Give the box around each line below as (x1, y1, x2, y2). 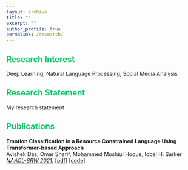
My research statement (6, 104, 65, 111)
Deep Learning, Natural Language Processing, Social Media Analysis (6, 70, 178, 77)
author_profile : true (6, 25, 61, 32)
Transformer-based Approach (6, 144, 84, 151)
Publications (6, 121, 55, 132)
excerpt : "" (6, 20, 36, 26)
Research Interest (6, 54, 75, 64)
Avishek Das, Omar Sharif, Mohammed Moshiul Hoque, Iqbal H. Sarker (6, 150, 182, 158)
